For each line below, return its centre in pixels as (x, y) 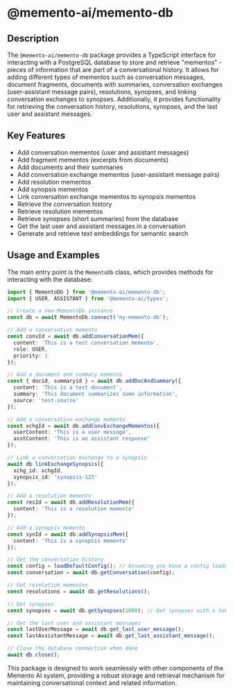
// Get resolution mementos (48, 585)
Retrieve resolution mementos (60, 211)
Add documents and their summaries (70, 167)
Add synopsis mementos (53, 189)
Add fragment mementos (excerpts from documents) (93, 159)
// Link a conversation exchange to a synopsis (77, 458)
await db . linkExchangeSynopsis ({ (55, 464)
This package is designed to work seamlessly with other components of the (115, 668)
